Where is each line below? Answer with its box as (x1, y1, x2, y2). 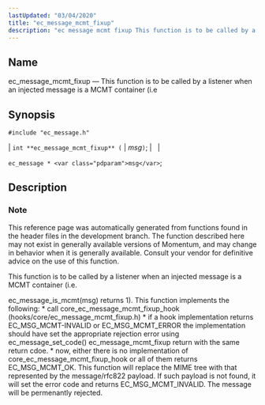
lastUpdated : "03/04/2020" (8, 11, 97, 20)
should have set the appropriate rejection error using (8, 329, 180, 339)
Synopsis (8, 108, 55, 121)
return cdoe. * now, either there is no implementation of (8, 346, 189, 355)
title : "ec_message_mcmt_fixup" (8, 19, 114, 27)
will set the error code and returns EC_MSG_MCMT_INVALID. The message (8, 379, 252, 388)
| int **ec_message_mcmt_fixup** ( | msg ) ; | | (8, 143, 160, 152)
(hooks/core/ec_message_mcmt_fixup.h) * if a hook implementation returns (8, 312, 254, 321)
